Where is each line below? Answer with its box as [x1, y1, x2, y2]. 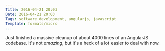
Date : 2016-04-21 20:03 [5, 12, 56, 17]
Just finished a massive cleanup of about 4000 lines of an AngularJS [5, 35, 149, 41]
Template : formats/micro [5, 21, 58, 26]
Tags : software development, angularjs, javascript [5, 16, 116, 21]
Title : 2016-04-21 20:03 [5, 7, 58, 12]
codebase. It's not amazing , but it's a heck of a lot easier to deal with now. [5, 40, 160, 46]
